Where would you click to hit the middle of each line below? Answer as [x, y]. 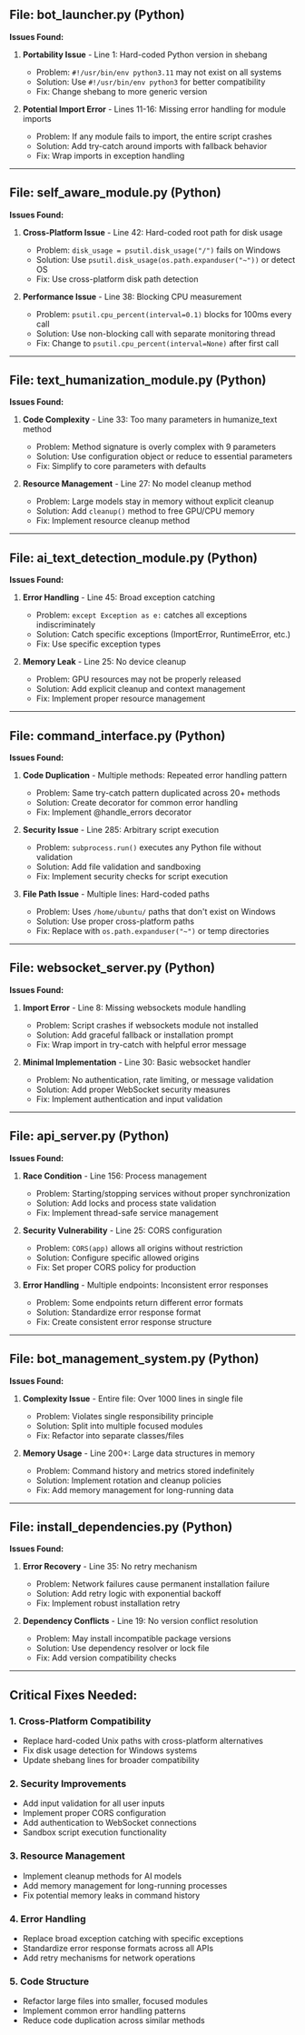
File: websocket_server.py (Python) [113, 968]
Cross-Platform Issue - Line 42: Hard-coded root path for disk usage [152, 232]
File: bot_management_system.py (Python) [134, 1359]
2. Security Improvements [68, 1783]
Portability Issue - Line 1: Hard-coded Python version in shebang [145, 55]
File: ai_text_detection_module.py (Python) [134, 558]
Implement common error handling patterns [104, 2011]
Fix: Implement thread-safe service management [128, 1212]
